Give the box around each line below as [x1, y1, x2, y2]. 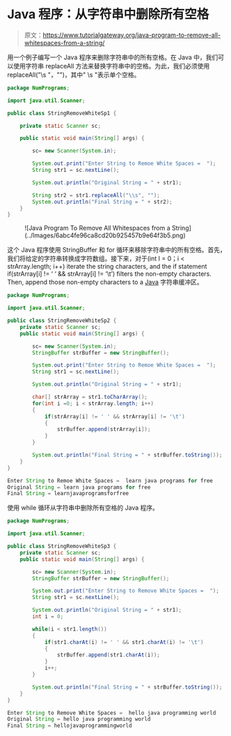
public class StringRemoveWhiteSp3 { [7, 543, 117, 550]
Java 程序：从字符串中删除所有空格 [7, 6, 209, 22]
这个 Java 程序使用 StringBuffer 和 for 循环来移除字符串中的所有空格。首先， [7, 246, 226, 254]
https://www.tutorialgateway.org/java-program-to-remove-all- [42, 31, 221, 39]
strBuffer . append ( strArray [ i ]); [56, 426, 151, 433]
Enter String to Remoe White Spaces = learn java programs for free [7, 477, 214, 484]
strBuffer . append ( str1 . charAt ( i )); [56, 652, 160, 658]
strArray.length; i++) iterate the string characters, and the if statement [7, 263, 207, 271]
